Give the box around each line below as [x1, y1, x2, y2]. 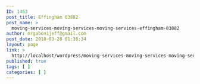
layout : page [6, 42, 39, 48]
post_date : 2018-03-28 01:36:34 [6, 36, 86, 42]
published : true [6, 58, 46, 64]
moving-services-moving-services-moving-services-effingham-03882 [11, 25, 180, 31]
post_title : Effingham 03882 [6, 14, 79, 20]
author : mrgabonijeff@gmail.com [6, 31, 86, 37]
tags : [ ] [6, 63, 31, 70]
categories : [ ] [6, 69, 46, 75]
